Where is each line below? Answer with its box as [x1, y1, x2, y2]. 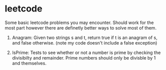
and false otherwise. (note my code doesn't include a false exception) [12, 39, 157, 45]
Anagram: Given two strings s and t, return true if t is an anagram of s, [12, 34, 157, 40]
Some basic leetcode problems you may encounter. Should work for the [5, 19, 154, 25]
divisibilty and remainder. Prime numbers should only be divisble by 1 [12, 54, 156, 60]
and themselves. [12, 60, 46, 66]
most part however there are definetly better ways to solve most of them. [5, 24, 157, 30]
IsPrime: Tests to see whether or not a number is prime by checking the [12, 49, 161, 55]
